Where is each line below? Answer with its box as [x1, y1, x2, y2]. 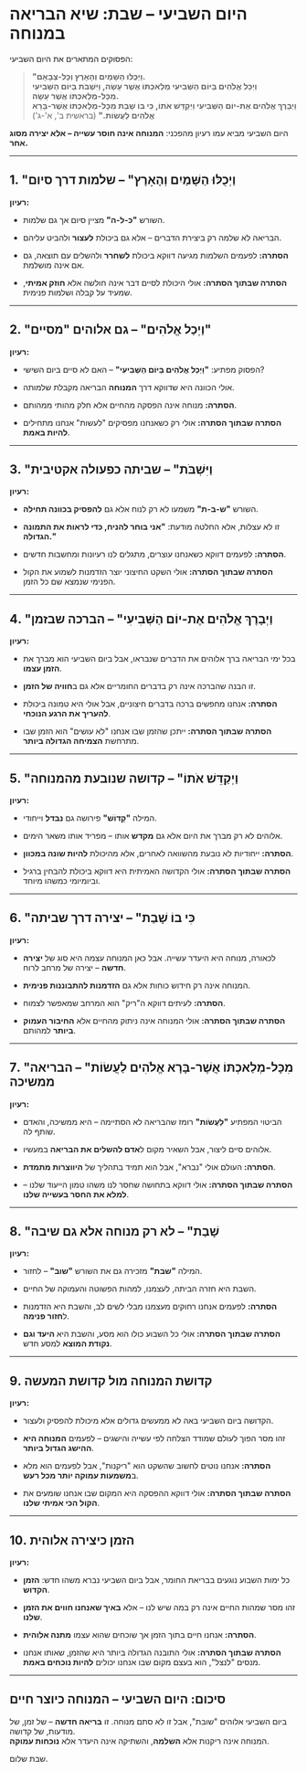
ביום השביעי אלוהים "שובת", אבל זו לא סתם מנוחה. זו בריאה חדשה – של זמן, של [9, 1715, 288, 1726]
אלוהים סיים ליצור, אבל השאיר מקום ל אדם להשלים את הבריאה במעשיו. [22, 1143, 272, 1154]
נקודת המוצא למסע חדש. [22, 1338, 112, 1349]
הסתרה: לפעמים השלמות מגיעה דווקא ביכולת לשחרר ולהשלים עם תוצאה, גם [22, 249, 290, 260]
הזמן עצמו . [22, 663, 62, 674]
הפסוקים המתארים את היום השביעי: [9, 53, 133, 64]
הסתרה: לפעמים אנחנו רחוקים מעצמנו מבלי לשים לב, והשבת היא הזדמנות [22, 1301, 278, 1312]
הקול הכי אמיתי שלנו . [22, 1498, 101, 1509]
